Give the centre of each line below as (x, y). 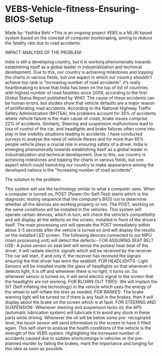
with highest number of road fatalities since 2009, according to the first (76, 93)
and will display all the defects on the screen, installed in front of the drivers (81, 220)
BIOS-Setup (29, 19)
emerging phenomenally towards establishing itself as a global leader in (76, 149)
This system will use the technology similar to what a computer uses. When (80, 189)
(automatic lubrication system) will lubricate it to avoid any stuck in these (78, 312)
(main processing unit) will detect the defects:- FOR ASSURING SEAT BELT (79, 240)
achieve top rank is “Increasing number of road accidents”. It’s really (73, 82)
